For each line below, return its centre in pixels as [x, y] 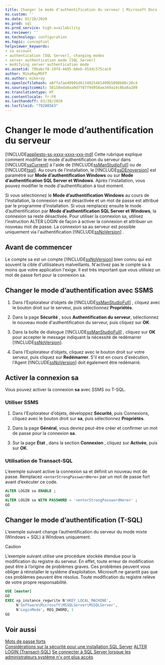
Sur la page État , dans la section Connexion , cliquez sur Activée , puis [85, 443]
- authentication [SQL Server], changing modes [55, 55]
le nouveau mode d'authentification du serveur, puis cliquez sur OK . [81, 322]
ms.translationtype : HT [30, 92]
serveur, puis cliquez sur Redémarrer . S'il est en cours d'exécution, [81, 357]
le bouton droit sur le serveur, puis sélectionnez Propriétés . [73, 307]
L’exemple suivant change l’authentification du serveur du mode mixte [76, 532]
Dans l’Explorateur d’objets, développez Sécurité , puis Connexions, [81, 413]
